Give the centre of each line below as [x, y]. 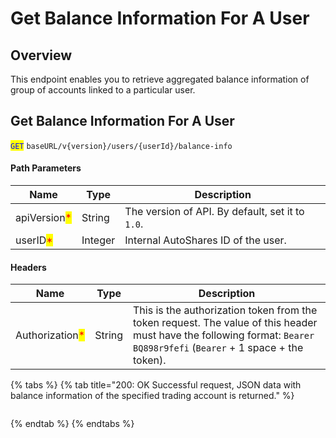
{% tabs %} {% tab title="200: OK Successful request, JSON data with [156, 385]
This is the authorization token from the [225, 310]
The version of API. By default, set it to [214, 212]
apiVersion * [43, 218]
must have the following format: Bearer [224, 335]
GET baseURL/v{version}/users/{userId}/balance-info [121, 146]
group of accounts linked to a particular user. [103, 90]
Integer [98, 240]
